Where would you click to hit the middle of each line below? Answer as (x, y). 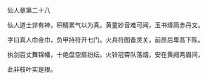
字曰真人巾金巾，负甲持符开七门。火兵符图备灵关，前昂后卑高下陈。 (106, 40)
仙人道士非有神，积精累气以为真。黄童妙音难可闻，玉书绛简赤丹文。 (106, 25)
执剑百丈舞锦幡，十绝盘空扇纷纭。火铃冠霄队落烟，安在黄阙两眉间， (106, 55)
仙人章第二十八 (29, 10)
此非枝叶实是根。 (32, 69)
